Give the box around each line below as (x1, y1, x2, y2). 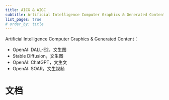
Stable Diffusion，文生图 (12, 53, 64, 59)
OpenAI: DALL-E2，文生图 (12, 46, 67, 53)
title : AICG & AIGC (5, 7, 46, 13)
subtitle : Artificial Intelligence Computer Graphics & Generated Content (5, 12, 165, 17)
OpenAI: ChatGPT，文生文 (12, 59, 67, 66)
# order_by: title (5, 21, 44, 27)
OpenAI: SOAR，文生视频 (12, 66, 65, 72)
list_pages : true (5, 17, 42, 22)
